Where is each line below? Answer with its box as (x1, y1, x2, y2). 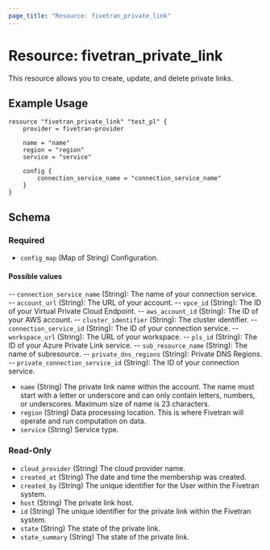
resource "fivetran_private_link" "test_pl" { (8, 118, 168, 126)
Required (8, 235, 45, 246)
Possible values (8, 271, 63, 281)
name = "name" (23, 139, 70, 148)
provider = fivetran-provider (23, 125, 125, 133)
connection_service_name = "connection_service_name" (37, 174, 222, 182)
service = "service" (23, 153, 92, 161)
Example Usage (8, 96, 89, 110)
